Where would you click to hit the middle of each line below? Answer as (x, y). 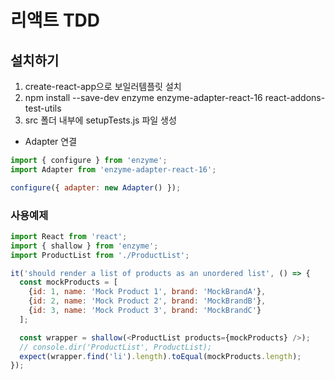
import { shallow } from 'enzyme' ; (84, 246)
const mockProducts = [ (68, 282)
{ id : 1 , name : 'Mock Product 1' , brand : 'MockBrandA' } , (147, 292)
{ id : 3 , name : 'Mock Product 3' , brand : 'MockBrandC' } (145, 311)
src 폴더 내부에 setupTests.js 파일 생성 (100, 120)
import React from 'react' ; (69, 236)
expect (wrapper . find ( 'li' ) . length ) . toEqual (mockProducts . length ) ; (160, 356)
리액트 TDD (55, 20)
